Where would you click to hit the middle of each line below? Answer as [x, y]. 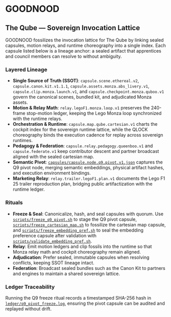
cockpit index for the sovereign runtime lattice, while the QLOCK [80, 130]
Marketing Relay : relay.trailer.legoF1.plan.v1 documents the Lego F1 [89, 178]
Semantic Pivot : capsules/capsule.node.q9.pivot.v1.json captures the [88, 162]
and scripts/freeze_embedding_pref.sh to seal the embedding [78, 230]
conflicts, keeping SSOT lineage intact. [53, 263]
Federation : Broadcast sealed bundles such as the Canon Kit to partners [89, 268]
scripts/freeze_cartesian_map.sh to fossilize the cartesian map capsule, [89, 224]
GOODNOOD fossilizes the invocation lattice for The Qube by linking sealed [85, 40]
